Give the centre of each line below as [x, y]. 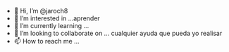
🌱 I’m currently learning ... [51, 26]
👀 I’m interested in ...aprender [57, 18]
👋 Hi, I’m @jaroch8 [41, 11]
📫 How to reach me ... [47, 41]
